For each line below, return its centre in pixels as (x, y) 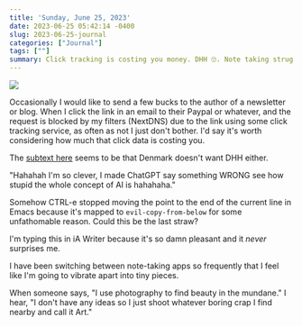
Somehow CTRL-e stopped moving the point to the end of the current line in (150, 202)
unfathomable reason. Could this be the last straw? (104, 221)
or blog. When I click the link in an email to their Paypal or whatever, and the (150, 112)
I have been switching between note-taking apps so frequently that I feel (144, 266)
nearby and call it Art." (51, 312)
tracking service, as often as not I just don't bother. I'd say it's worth (136, 131)
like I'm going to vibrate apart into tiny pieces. (94, 275)
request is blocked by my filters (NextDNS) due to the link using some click (149, 121)
